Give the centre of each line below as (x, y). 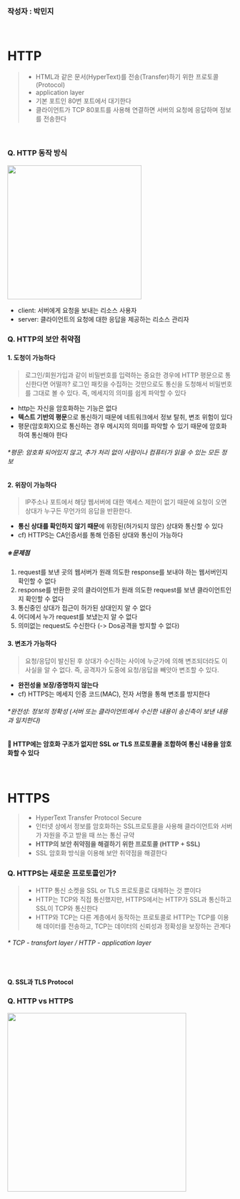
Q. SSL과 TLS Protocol (40, 982)
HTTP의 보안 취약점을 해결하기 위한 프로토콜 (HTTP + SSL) (118, 844)
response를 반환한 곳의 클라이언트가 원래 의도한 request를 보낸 (106, 590)
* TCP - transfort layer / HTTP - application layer (80, 943)
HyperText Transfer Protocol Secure (89, 818)
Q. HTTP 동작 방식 (37, 153)
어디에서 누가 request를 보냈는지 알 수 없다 (77, 617)
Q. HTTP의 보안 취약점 (44, 339)
